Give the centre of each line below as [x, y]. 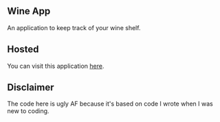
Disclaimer [31, 87]
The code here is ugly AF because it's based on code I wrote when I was [110, 104]
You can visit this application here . [56, 66]
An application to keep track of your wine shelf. [74, 27]
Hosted [23, 50]
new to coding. [28, 111]
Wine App [29, 11]
